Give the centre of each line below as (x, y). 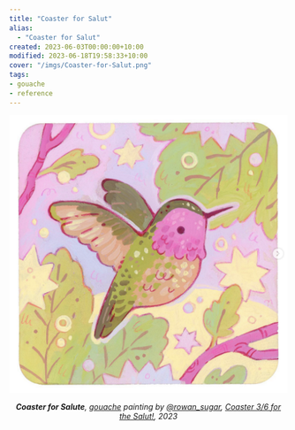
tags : (19, 75)
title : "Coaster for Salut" (61, 19)
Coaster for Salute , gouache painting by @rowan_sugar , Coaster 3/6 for (148, 406)
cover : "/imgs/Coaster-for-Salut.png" (80, 65)
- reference (31, 93)
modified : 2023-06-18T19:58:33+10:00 (79, 56)
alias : (21, 28)
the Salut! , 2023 (148, 416)
